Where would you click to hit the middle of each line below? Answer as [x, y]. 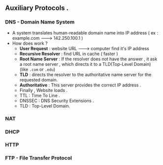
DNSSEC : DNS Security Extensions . [57, 101]
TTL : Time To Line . [40, 95]
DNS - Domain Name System [40, 22]
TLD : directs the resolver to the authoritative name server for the [85, 74]
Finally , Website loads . [43, 90]
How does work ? [30, 43]
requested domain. [39, 80]
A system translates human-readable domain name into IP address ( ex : [85, 33]
